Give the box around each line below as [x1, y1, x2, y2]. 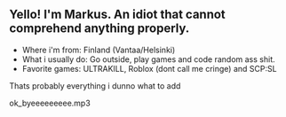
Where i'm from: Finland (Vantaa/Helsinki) [21, 44, 176, 55]
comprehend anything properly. [9, 21, 190, 36]
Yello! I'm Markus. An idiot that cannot [9, 7, 226, 22]
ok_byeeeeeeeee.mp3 [9, 97, 91, 108]
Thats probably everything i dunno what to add [9, 80, 181, 91]
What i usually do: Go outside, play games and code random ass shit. [21, 53, 275, 65]
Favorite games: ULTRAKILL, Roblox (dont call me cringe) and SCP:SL [21, 63, 277, 74]
